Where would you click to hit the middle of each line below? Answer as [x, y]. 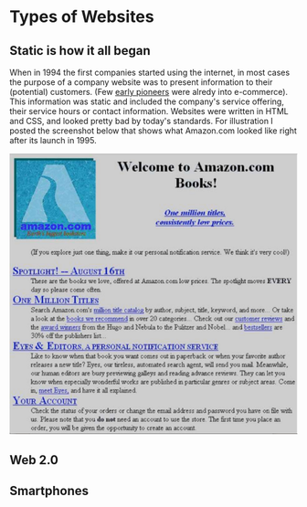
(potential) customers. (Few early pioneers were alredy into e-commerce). [149, 92]
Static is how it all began [80, 51]
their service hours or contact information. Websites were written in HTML [149, 111]
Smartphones [49, 491]
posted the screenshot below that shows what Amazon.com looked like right [153, 131]
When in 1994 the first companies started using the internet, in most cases [150, 72]
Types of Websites [82, 17]
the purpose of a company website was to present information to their [141, 82]
